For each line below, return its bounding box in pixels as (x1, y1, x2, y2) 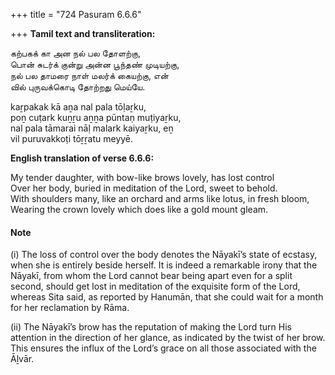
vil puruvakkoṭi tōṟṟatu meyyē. (10, 133, 134, 144)
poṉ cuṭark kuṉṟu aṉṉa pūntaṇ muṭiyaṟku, (10, 112, 182, 123)
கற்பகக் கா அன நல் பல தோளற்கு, (10, 47, 142, 59)
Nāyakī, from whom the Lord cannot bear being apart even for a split (10, 270, 293, 282)
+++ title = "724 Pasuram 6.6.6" (10, 9, 142, 20)
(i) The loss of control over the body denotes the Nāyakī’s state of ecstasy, (10, 249, 318, 261)
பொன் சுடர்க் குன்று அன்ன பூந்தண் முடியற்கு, (10, 59, 180, 70)
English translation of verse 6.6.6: (10, 152, 155, 164)
